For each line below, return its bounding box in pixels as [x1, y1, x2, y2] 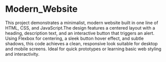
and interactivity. [5, 51, 40, 57]
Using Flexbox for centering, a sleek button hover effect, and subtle [5, 35, 144, 41]
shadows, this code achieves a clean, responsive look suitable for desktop [5, 40, 158, 46]
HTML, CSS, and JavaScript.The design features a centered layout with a [5, 25, 156, 31]
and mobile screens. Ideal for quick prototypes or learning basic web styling [5, 46, 162, 52]
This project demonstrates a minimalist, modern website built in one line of [5, 20, 159, 26]
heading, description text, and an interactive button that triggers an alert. [5, 30, 155, 36]
